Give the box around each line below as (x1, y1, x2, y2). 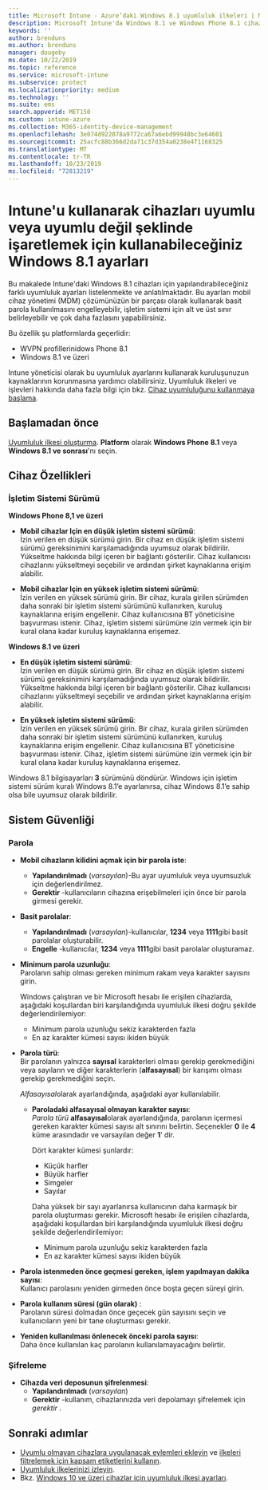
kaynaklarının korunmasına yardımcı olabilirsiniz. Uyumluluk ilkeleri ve (8, 376, 237, 385)
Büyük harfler (43, 1169, 89, 1179)
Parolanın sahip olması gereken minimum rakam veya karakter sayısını (19, 968, 250, 978)
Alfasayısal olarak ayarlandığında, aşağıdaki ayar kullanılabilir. (19, 1090, 221, 1099)
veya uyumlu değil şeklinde (8, 219, 194, 237)
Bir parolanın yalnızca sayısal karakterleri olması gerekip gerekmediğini (19, 1057, 255, 1066)
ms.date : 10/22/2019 (8, 57, 77, 65)
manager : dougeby (8, 49, 66, 57)
